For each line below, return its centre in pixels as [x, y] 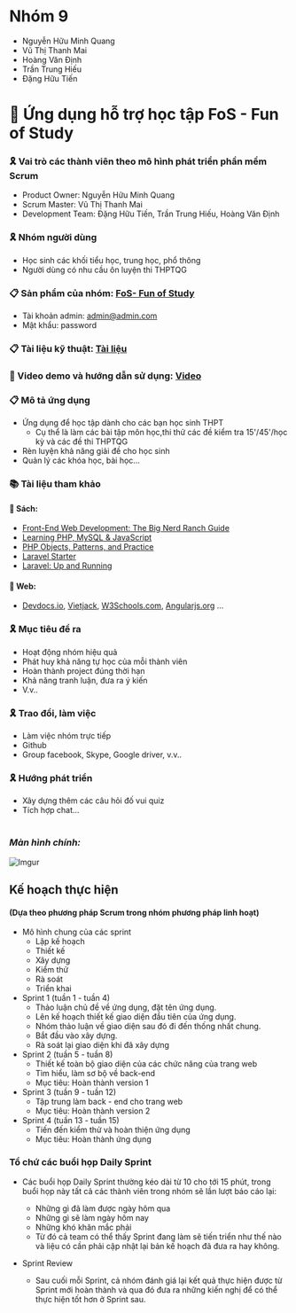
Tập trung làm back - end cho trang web [109, 1102]
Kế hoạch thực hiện [64, 890]
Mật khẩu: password [59, 325]
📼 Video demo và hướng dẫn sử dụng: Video [105, 376]
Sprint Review [47, 1263]
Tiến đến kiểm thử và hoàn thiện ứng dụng [113, 1130]
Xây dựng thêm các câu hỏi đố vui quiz [93, 801]
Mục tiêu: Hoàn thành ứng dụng [93, 1139]
